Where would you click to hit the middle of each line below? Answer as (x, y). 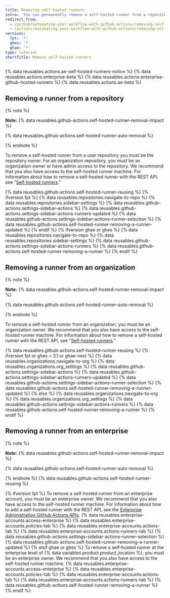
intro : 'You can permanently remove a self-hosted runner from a (75, 15)
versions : (16, 34)
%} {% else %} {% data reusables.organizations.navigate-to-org (91, 393)
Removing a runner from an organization (70, 267)
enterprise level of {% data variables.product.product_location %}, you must (85, 553)
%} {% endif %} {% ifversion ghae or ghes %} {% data (81, 230)
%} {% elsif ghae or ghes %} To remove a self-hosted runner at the (94, 547)
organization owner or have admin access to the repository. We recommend (84, 166)
